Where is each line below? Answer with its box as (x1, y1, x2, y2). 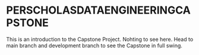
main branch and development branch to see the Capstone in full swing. (6, 42, 183, 49)
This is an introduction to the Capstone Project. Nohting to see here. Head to (6, 35, 194, 43)
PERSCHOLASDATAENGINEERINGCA (6, 4, 191, 17)
